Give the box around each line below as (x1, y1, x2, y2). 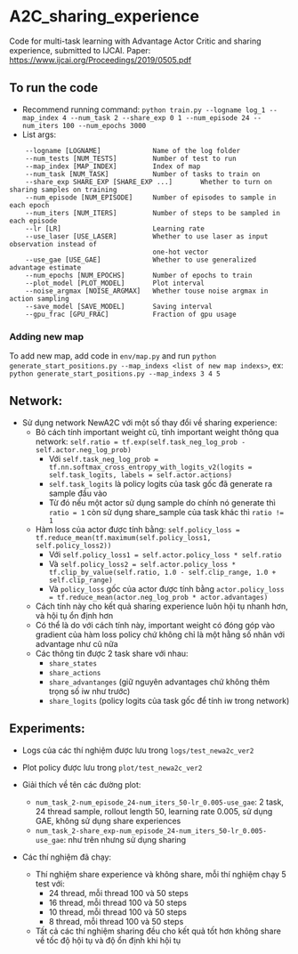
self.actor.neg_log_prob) (35, 445, 132, 455)
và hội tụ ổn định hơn (35, 610, 114, 620)
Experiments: (9, 721, 86, 736)
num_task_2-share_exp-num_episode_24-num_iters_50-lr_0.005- (35, 826, 267, 836)
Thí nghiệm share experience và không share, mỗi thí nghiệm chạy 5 (35, 869, 286, 879)
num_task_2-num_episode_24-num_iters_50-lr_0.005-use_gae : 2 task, (35, 796, 285, 807)
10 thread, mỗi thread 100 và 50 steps (48, 906, 187, 918)
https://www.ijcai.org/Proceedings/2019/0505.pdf (9, 54, 192, 65)
